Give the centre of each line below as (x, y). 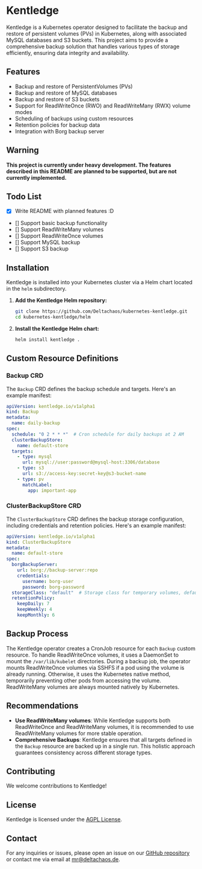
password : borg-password (53, 587)
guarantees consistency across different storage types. (83, 753)
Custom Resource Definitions (63, 359)
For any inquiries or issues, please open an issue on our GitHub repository (98, 853)
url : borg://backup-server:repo (57, 570)
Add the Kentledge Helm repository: (61, 301)
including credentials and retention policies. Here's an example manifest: (96, 525)
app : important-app (52, 490)
